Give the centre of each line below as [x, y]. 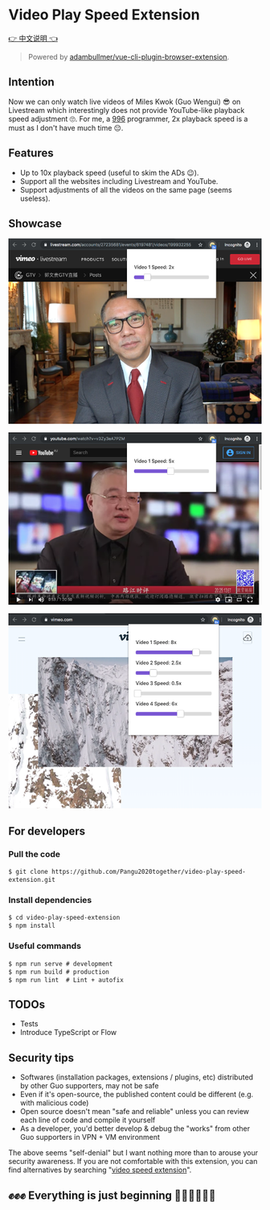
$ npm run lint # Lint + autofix [66, 980]
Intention [31, 82]
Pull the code [35, 854]
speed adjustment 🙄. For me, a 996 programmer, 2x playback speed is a [128, 119]
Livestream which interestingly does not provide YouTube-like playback [127, 110]
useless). [35, 198]
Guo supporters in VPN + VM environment [90, 1137]
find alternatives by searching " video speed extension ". [100, 1170]
